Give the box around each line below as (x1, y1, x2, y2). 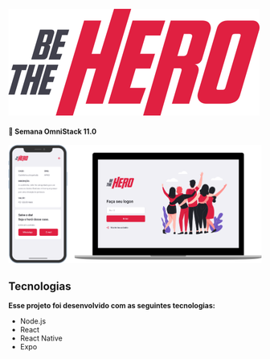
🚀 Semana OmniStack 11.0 (8, 126, 97, 136)
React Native (19, 333, 63, 343)
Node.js (19, 316, 47, 326)
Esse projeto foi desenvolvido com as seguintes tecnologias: (8, 301, 215, 310)
